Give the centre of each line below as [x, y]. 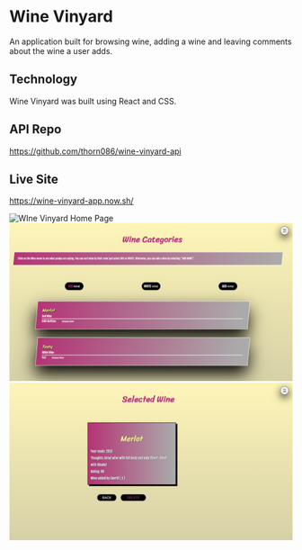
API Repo [36, 129]
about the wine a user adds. [61, 50]
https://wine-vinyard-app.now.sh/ [71, 201]
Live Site [34, 179]
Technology [44, 80]
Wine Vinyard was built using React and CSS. [93, 101]
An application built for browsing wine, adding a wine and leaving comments [151, 41]
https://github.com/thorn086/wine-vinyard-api [95, 151]
